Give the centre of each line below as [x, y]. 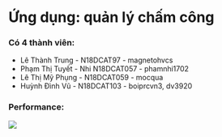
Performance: [36, 107]
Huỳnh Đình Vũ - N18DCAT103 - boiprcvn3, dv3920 [106, 86]
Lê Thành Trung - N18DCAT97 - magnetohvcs [96, 60]
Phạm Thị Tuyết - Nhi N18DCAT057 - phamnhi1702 [104, 69]
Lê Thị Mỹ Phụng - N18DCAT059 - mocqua [92, 78]
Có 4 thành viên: [42, 43]
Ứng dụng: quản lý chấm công [111, 17]
